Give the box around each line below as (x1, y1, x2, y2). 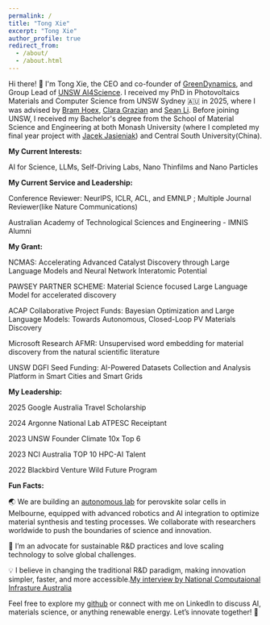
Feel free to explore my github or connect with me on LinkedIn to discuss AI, (8, 598, 262, 608)
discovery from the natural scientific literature (8, 347, 160, 356)
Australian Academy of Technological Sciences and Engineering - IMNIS (8, 217, 248, 227)
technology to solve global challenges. (8, 549, 137, 559)
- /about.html (15, 57, 63, 65)
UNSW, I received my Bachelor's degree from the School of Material (8, 114, 235, 123)
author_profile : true (8, 34, 81, 43)
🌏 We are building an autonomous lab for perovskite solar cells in (8, 497, 226, 506)
